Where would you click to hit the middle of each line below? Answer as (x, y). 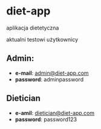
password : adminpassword (49, 79)
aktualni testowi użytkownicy (42, 39)
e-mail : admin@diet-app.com (52, 73)
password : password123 (46, 119)
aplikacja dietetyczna (33, 28)
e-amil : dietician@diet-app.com (55, 113)
